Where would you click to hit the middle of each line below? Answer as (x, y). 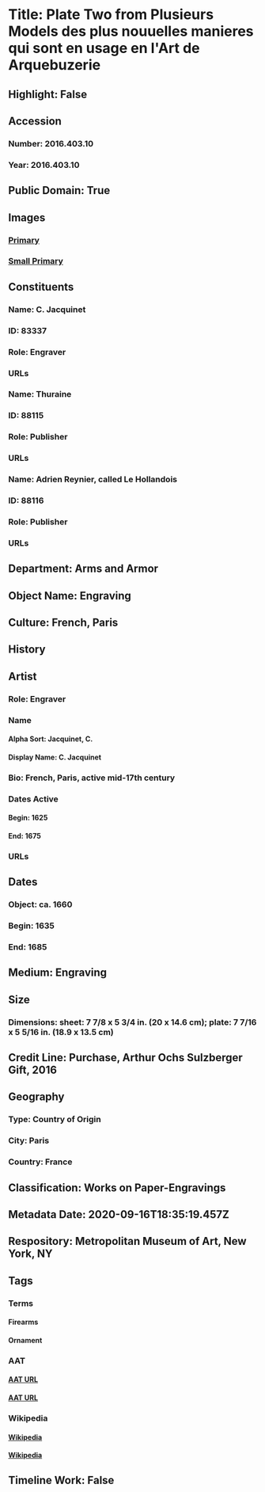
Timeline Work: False (61, 1480)
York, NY (30, 1254)
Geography (36, 1097)
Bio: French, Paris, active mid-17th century (92, 778)
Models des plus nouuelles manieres (131, 31)
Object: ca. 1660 (40, 904)
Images (27, 217)
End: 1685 (28, 946)
